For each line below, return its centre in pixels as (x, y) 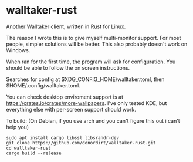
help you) (18, 127)
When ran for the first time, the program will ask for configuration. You (91, 62)
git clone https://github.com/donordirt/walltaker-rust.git (81, 143)
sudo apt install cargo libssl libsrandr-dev (62, 138)
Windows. (18, 50)
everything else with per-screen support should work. (71, 109)
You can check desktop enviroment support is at (65, 97)
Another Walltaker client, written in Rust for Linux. (66, 26)
